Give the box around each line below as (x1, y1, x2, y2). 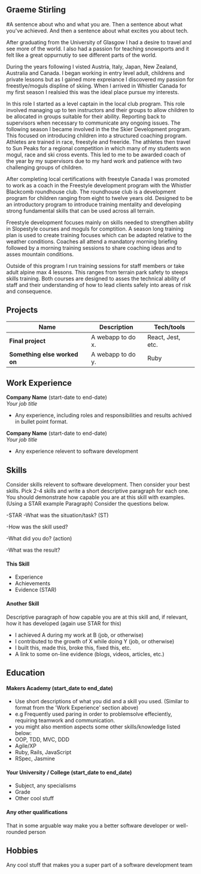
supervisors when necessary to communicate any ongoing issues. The (6, 119, 181, 126)
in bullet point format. (14, 418, 68, 425)
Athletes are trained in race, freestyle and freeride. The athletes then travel (6, 138, 191, 146)
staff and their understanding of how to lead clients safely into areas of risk (6, 281, 191, 288)
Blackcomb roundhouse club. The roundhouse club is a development (6, 188, 176, 195)
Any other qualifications (6, 809, 68, 816)
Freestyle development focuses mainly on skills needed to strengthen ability (6, 219, 194, 226)
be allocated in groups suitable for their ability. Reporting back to (6, 113, 166, 120)
